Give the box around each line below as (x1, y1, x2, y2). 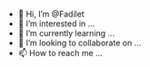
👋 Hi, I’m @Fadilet (17, 9, 85, 19)
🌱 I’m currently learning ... (17, 28, 115, 38)
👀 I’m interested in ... (17, 18, 95, 29)
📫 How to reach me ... (17, 48, 103, 58)
